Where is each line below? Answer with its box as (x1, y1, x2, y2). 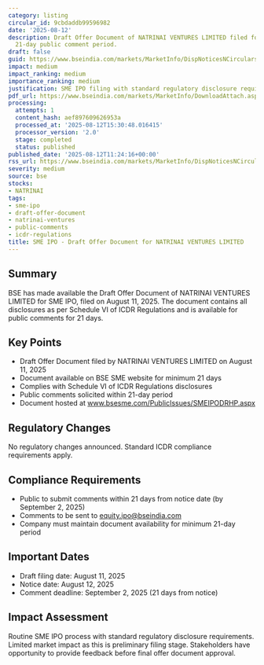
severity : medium (8, 165, 65, 173)
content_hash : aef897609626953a (15, 114, 122, 122)
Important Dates (8, 550, 90, 564)
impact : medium (8, 63, 58, 71)
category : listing (8, 11, 68, 20)
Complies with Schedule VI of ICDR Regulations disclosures (19, 382, 213, 391)
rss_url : (8, 158, 37, 166)
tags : (8, 194, 26, 202)
